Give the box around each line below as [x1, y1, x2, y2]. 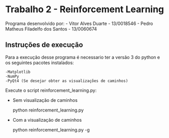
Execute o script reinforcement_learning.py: [5, 87, 97, 93]
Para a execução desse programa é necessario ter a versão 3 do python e [5, 54, 160, 60]
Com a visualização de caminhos [12, 117, 82, 123]
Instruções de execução [5, 41, 83, 49]
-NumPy [5, 74, 19, 79]
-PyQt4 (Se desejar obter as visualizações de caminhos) [5, 78, 128, 84]
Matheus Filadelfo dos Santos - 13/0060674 [5, 25, 97, 32]
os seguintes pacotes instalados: [5, 60, 74, 66]
